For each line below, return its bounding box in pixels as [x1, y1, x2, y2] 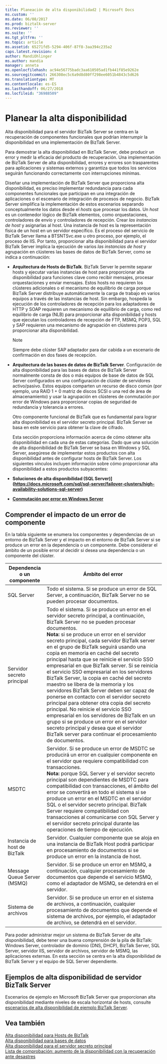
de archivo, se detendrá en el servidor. [46, 919, 137, 926]
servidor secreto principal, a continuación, [46, 612, 145, 619]
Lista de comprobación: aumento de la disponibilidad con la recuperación [5, 1048, 156, 1054]
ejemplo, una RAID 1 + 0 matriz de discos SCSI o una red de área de [12, 388, 152, 394]
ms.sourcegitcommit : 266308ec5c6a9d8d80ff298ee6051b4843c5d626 [5, 72, 139, 77]
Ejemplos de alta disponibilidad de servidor [5, 973, 142, 981]
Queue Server [7, 874, 41, 881]
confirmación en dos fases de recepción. [12, 352, 97, 358]
